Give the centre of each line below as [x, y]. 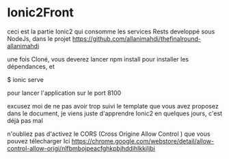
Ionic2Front [40, 13]
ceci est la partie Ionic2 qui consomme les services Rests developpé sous [111, 31]
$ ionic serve [26, 79]
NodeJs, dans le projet [39, 38]
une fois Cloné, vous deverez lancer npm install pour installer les [98, 59]
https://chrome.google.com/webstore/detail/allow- [143, 141]
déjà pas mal [25, 120]
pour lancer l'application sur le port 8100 [64, 93]
